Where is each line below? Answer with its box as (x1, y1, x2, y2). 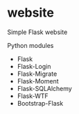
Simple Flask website (7, 28, 68, 36)
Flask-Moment (17, 76, 59, 85)
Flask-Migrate (17, 70, 58, 78)
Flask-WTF (17, 92, 49, 100)
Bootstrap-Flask (17, 99, 64, 107)
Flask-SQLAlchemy (17, 84, 73, 92)
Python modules (7, 41, 54, 49)
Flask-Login (17, 62, 51, 70)
